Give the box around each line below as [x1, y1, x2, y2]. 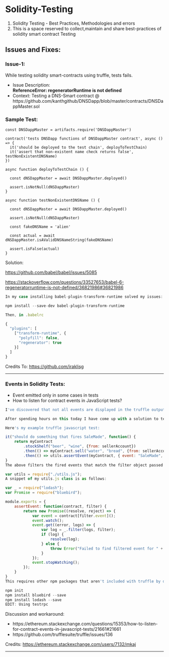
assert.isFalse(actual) [10, 246, 59, 251]
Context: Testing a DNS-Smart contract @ [12, 92, 100, 99]
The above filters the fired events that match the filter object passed [5, 463, 163, 468]
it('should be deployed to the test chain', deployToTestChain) [10, 145, 147, 150]
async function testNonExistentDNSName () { [5, 198, 100, 203]
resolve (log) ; [50, 537, 80, 542]
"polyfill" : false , [18, 336, 59, 341]
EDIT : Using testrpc [5, 602, 49, 607]
